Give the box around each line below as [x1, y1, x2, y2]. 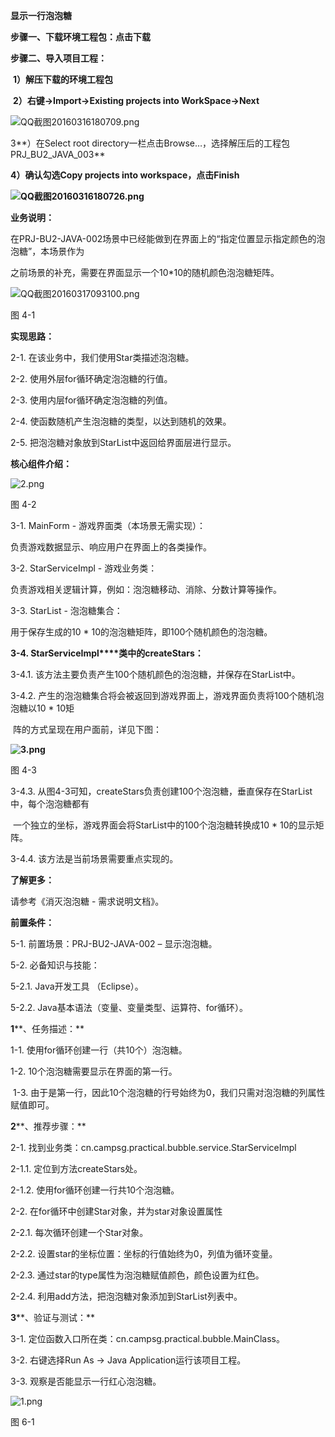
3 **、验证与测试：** [10, 1312, 96, 1323]
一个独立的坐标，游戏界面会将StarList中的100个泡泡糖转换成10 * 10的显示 [12, 819, 316, 831]
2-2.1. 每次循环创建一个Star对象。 [10, 1227, 149, 1238]
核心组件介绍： [10, 458, 72, 469]
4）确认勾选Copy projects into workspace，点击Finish [10, 169, 240, 181]
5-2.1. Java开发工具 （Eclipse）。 [10, 980, 144, 992]
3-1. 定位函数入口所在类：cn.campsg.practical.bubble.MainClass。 [10, 1333, 285, 1344]
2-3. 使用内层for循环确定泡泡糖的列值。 [10, 394, 173, 406]
